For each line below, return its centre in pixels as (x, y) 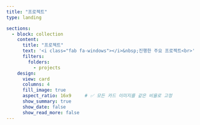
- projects (47, 68)
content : (28, 40)
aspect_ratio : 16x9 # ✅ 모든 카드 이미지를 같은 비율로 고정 (97, 96)
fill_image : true (44, 90)
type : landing (24, 18)
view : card (36, 79)
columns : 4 (36, 85)
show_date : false (44, 107)
